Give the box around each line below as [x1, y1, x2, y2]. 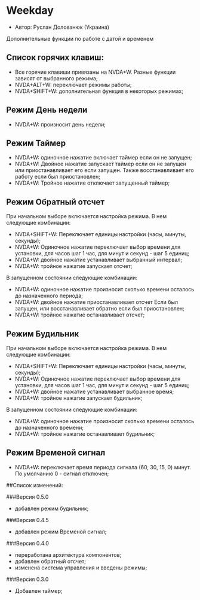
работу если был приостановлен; [14, 173, 100, 180]
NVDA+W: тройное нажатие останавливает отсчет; [14, 311, 145, 318]
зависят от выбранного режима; [14, 74, 98, 82]
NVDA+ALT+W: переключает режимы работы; [14, 81, 132, 88]
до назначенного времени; [14, 424, 84, 431]
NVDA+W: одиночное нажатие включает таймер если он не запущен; [14, 154, 192, 161]
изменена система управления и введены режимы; [14, 564, 147, 571]
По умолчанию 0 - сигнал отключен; [14, 470, 109, 477]
